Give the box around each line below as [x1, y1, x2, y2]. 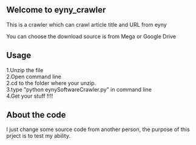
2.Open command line [6, 73, 62, 80]
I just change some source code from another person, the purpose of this [6, 126, 190, 133]
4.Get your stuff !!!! [6, 92, 53, 99]
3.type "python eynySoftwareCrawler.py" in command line [6, 86, 152, 93]
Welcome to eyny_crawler [6, 5, 106, 15]
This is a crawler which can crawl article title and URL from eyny [6, 21, 167, 28]
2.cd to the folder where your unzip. [6, 79, 96, 87]
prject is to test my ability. [6, 132, 71, 140]
